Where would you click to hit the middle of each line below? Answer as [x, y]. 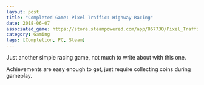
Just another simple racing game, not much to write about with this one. [96, 57]
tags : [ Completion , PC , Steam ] [46, 40]
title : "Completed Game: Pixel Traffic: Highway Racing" [80, 18]
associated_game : [28, 29]
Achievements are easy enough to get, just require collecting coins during [99, 69]
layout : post [23, 12]
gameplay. [19, 76]
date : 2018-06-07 [28, 23]
